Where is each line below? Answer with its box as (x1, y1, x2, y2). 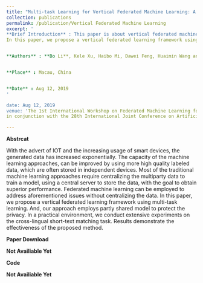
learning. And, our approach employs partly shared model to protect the (6, 205, 185, 212)
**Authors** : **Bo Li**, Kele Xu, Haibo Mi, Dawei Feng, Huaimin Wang (6, 53, 190, 59)
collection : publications (6, 15, 71, 21)
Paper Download (6, 236, 49, 243)
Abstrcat (6, 135, 29, 143)
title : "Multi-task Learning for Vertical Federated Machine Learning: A (6, 8, 196, 15)
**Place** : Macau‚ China (6, 70, 71, 76)
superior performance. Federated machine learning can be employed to (6, 186, 185, 193)
